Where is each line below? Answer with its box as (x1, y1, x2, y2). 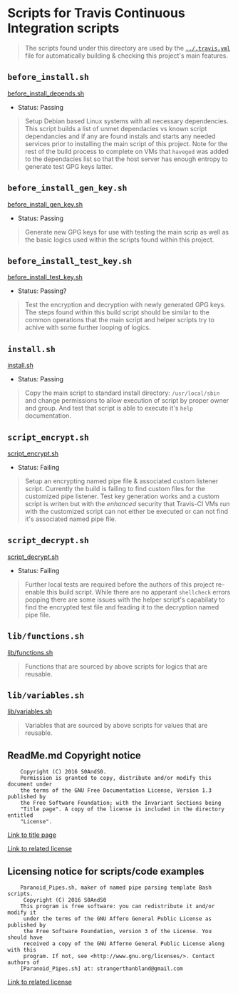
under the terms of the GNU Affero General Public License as (23, 915, 212, 922)
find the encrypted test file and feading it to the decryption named (24, 602, 219, 611)
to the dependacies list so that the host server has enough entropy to (24, 155, 228, 163)
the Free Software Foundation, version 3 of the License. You (23, 928, 212, 935)
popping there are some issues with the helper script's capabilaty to (24, 595, 225, 604)
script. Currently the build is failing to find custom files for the (24, 485, 205, 493)
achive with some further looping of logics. (24, 323, 151, 332)
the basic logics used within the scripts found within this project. (24, 235, 214, 244)
